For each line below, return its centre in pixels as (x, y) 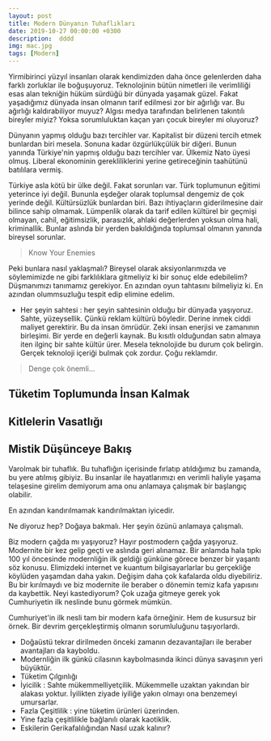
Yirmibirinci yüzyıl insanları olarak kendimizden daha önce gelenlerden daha (135, 77)
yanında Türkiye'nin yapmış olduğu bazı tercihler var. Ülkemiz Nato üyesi (129, 152)
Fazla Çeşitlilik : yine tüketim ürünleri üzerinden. (100, 710)
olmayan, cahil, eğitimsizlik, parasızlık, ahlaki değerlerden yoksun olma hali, (134, 220)
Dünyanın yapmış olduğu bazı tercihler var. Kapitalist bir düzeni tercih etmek (135, 135)
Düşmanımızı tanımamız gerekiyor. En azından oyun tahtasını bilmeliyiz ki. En (136, 285)
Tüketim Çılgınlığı (49, 676)
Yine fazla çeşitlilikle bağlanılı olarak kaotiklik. (95, 719)
